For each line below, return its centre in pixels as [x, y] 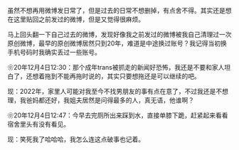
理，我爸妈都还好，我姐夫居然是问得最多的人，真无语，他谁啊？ [101, 100]
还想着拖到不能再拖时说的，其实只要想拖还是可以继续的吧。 [113, 76]
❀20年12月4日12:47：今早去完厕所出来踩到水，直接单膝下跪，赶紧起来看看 [118, 115]
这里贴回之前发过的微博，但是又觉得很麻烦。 [79, 19]
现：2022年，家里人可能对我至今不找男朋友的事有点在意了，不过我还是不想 [118, 91]
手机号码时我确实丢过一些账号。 [54, 52]
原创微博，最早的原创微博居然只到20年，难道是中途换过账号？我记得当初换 [117, 43]
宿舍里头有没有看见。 [38, 124]
